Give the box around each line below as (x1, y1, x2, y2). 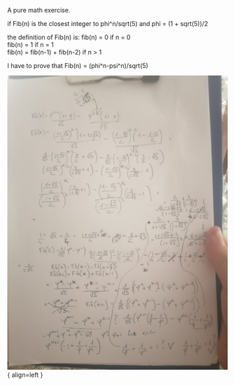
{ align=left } (7, 371, 43, 379)
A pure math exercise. (7, 6, 71, 14)
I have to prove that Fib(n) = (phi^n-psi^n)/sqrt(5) (7, 62, 149, 69)
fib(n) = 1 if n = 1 (7, 41, 55, 48)
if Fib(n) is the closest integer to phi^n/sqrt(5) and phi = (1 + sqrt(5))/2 (7, 20, 208, 27)
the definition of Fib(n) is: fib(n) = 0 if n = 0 (7, 33, 131, 41)
